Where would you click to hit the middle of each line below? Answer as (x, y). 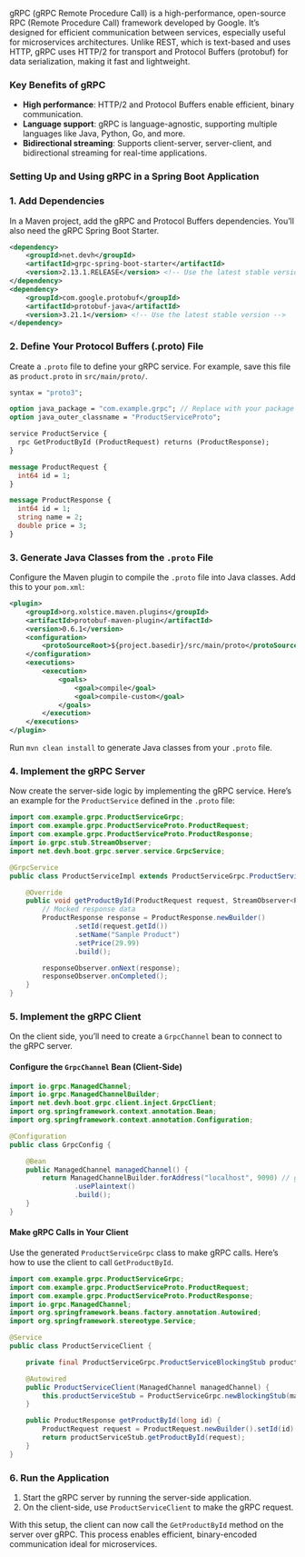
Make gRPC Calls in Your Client (69, 1233)
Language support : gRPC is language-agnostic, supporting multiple (150, 124)
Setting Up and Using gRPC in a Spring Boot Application (134, 176)
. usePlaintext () (105, 1187)
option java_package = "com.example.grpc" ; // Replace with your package (152, 409)
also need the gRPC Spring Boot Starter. (84, 230)
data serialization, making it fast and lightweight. (100, 61)
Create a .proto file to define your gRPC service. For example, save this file (150, 366)
